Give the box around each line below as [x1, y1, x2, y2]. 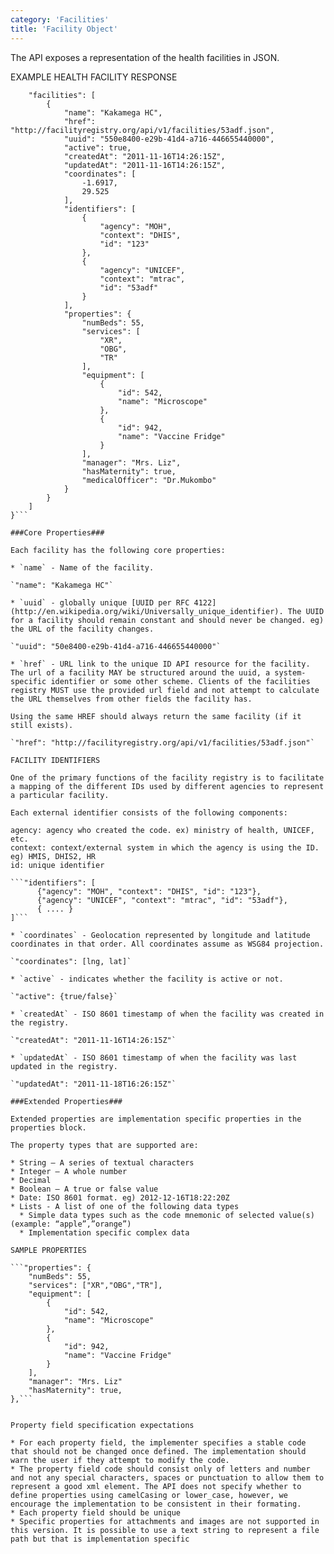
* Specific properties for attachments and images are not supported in [10, 1516, 320, 1526]
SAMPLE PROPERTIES [10, 1245, 87, 1255]
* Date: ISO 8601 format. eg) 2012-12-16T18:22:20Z [10, 1192, 230, 1203]
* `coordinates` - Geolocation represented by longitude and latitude [10, 930, 311, 940]
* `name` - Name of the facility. [10, 562, 155, 573]
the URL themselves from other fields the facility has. [10, 694, 253, 704]
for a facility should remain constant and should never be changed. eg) [10, 615, 325, 625]
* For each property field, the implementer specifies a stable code [10, 1437, 307, 1448]
